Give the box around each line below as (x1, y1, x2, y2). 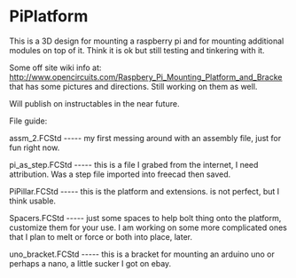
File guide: (9, 115, 48, 126)
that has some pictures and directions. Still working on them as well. (9, 81, 258, 91)
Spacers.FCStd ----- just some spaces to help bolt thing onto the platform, (9, 212, 282, 223)
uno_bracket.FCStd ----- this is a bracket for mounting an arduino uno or (9, 249, 275, 259)
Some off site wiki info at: (9, 62, 102, 73)
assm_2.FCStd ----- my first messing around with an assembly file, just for (9, 132, 282, 143)
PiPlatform (9, 6, 89, 27)
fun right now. (9, 142, 60, 153)
